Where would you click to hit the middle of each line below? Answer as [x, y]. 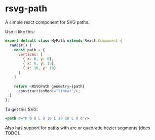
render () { [21, 45]
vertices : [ [30, 55]
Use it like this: [20, 31]
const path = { [30, 50]
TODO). [13, 133]
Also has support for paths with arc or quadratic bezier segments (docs [78, 128]
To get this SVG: [21, 110]
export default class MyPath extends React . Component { [64, 41]
